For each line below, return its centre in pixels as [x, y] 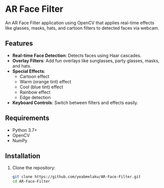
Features [19, 44]
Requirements [27, 118]
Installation [23, 156]
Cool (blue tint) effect [41, 87]
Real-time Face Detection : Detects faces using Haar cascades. [77, 55]
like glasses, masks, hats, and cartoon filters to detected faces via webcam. [82, 28]
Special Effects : [29, 71]
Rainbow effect [35, 92]
